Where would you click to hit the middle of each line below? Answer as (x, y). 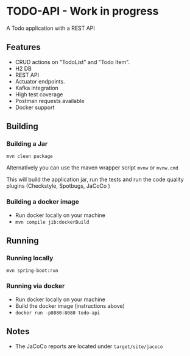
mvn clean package (30, 157)
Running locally (30, 258)
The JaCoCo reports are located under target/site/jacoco (89, 346)
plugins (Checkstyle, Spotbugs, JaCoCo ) (58, 186)
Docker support (35, 107)
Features (23, 47)
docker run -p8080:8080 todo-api (58, 313)
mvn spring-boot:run (33, 271)
